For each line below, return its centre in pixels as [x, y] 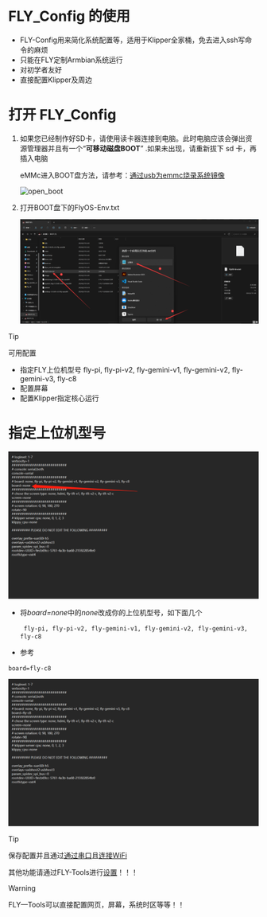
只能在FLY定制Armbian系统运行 [71, 60]
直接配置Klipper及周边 [56, 80]
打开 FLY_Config [62, 115]
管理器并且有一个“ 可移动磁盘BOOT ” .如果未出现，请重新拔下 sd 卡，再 [141, 148]
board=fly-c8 [30, 669]
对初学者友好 [41, 69]
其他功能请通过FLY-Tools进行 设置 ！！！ [74, 872]
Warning [22, 888]
